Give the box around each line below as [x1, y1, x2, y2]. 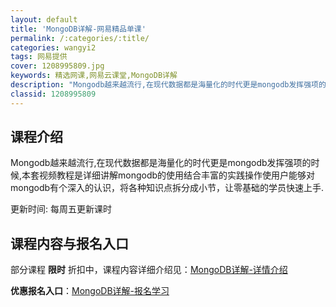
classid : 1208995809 [10, 89, 97, 99]
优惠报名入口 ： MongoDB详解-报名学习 [10, 285, 170, 297]
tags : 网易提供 [10, 52, 68, 62]
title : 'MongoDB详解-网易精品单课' [10, 24, 147, 34]
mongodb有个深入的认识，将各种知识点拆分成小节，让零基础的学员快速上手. [10, 182, 325, 194]
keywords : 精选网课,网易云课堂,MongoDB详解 [10, 71, 178, 81]
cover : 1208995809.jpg [10, 61, 105, 71]
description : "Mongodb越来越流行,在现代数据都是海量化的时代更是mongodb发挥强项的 [10, 80, 327, 90]
